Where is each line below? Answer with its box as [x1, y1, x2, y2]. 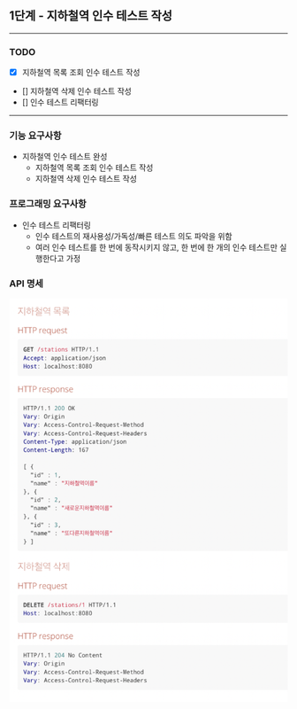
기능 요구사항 [9, 129, 62, 142]
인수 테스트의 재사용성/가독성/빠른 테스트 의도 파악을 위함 [34, 230, 232, 241]
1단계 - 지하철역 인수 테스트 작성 [9, 8, 172, 24]
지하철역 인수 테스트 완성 [21, 152, 108, 162]
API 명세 [9, 277, 44, 290]
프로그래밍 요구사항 [9, 198, 87, 210]
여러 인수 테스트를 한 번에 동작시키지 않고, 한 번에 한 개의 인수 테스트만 [34, 242, 278, 253]
